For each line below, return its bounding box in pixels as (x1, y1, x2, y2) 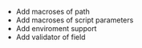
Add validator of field (15, 32, 86, 42)
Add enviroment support (15, 24, 97, 33)
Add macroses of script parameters (15, 15, 134, 25)
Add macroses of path (15, 7, 90, 16)
